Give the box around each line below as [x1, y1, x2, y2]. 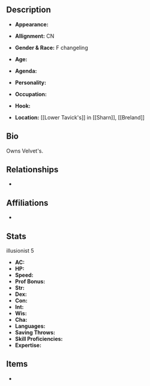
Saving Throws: [14, 329, 56, 336]
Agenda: [14, 67, 37, 74]
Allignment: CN [14, 32, 55, 40]
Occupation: [14, 90, 47, 98]
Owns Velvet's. [6, 147, 44, 154]
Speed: [14, 271, 34, 279]
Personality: [14, 79, 47, 86]
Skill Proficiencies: [14, 336, 63, 343]
